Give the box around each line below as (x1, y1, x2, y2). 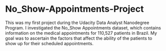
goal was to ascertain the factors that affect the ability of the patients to (5, 35, 153, 41)
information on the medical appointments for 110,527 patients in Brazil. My (5, 30, 157, 36)
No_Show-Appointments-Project (5, 3, 144, 15)
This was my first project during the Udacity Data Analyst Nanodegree (5, 20, 150, 25)
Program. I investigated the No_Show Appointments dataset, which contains (5, 25, 161, 30)
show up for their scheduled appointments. (5, 40, 94, 46)
